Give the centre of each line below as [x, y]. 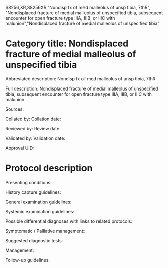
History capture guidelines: [33, 192]
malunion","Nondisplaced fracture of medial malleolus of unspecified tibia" [82, 23]
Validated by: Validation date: [35, 138]
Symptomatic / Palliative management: [45, 231]
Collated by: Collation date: [33, 119]
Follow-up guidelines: [28, 260]
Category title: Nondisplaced [67, 43]
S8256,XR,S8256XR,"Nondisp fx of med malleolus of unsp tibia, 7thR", [78, 7]
